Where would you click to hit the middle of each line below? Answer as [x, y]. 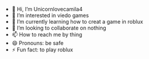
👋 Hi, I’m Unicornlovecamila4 [47, 9]
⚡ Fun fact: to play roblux [42, 50]
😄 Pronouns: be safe [38, 43]
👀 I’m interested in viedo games [50, 15]
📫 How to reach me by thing [47, 35]
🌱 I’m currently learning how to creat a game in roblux [77, 22]
